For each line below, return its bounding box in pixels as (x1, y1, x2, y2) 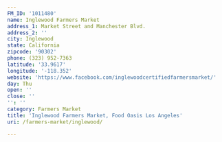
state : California (7, 42, 60, 49)
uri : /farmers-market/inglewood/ (7, 118, 103, 126)
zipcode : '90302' (7, 49, 57, 56)
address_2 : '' (7, 29, 48, 36)
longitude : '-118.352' (7, 67, 72, 74)
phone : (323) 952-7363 (7, 55, 72, 62)
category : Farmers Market (7, 106, 81, 113)
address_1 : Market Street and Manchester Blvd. (7, 23, 146, 29)
